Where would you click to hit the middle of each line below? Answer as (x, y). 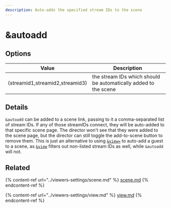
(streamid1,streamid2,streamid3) (48, 83)
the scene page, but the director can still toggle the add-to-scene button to (84, 135)
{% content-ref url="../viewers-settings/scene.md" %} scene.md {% (77, 180)
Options (18, 54)
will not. (13, 152)
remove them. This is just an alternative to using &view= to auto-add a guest (84, 141)
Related (18, 168)
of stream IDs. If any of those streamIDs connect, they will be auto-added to (85, 125)
